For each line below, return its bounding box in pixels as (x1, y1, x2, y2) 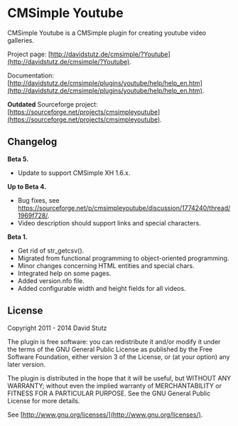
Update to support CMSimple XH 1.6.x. (17, 169, 131, 177)
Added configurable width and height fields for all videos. (17, 284, 186, 292)
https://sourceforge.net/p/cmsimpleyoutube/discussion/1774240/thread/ (17, 203, 231, 212)
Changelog (7, 136, 58, 148)
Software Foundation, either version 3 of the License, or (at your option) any (7, 352, 230, 361)
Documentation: (7, 71, 55, 80)
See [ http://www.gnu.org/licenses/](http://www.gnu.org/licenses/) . (7, 410, 203, 419)
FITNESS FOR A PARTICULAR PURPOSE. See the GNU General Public (7, 389, 211, 398)
